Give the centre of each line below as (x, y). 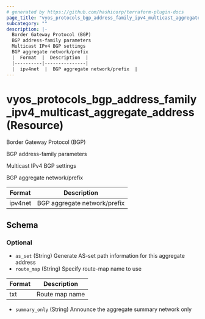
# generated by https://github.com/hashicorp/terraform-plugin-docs (95, 12)
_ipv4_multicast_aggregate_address (100, 112)
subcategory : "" (27, 23)
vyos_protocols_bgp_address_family (102, 99)
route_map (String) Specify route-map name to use (78, 269)
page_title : (21, 18)
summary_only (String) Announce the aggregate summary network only (103, 309)
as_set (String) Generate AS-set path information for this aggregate (100, 256)
